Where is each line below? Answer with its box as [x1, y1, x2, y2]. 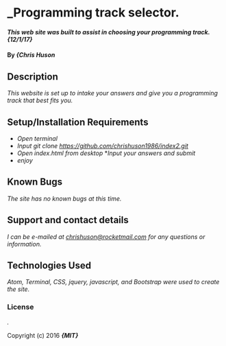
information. [7, 240, 42, 248]
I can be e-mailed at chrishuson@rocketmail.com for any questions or [7, 232, 205, 241]
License [7, 302, 34, 312]
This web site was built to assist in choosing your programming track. [7, 27, 210, 36]
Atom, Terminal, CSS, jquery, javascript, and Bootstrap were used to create [7, 278, 220, 286]
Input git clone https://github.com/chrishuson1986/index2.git [16, 142, 188, 150]
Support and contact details [7, 214, 129, 226]
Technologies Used [7, 259, 91, 272]
